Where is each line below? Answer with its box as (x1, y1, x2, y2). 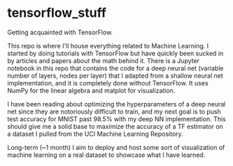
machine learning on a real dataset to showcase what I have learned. (7, 151, 206, 159)
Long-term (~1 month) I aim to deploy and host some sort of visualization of (7, 143, 225, 151)
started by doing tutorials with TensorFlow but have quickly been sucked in (7, 49, 224, 57)
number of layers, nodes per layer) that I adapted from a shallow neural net (7, 71, 224, 80)
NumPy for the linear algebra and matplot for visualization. (7, 86, 176, 95)
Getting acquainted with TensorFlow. (7, 28, 113, 36)
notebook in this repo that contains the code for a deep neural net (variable (7, 64, 224, 72)
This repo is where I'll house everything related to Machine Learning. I (7, 41, 209, 50)
